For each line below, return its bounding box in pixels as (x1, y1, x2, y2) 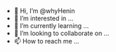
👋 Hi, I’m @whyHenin (13, 7, 75, 15)
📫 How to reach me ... (13, 37, 79, 45)
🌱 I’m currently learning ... (13, 22, 89, 30)
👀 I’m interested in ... (13, 14, 74, 22)
